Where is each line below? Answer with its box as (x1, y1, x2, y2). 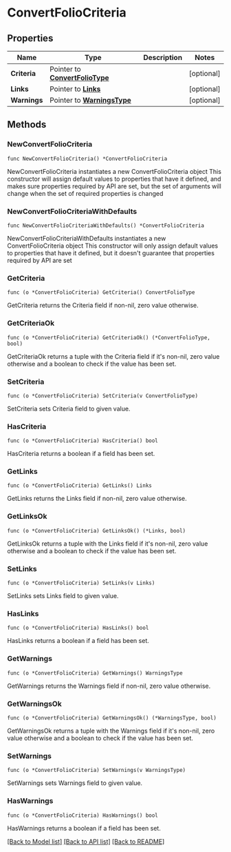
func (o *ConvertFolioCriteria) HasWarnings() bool (7, 812, 158, 819)
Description (143, 53, 183, 62)
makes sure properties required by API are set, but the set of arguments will (7, 181, 221, 190)
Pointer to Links (49, 84, 101, 94)
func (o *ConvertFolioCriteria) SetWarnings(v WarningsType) (7, 767, 186, 774)
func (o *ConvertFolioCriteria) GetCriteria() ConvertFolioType (7, 289, 195, 296)
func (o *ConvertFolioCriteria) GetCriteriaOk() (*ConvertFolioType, (7, 334, 211, 341)
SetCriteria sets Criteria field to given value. (7, 404, 131, 413)
